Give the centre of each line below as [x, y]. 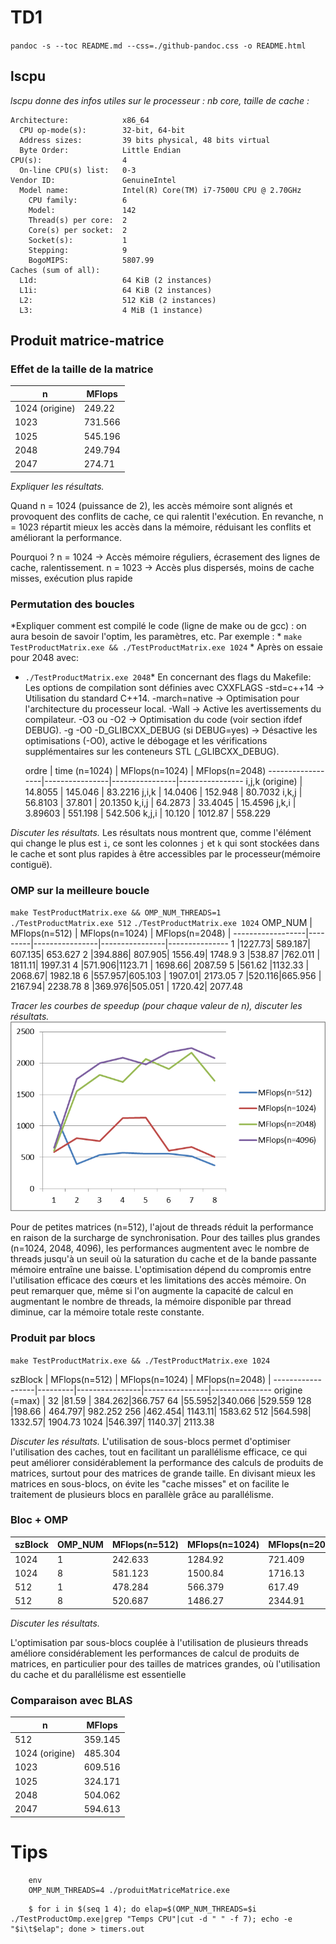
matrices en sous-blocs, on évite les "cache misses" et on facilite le [150, 1483]
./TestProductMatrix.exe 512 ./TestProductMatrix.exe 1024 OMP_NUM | [161, 923]
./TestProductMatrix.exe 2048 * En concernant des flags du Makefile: [168, 677]
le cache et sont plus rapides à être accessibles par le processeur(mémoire [165, 853]
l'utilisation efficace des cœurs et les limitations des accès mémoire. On [158, 1280]
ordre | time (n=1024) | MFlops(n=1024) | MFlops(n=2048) [145, 770]
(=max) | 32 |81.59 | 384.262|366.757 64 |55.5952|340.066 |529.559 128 [161, 1400]
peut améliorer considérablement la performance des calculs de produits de [167, 1462]
